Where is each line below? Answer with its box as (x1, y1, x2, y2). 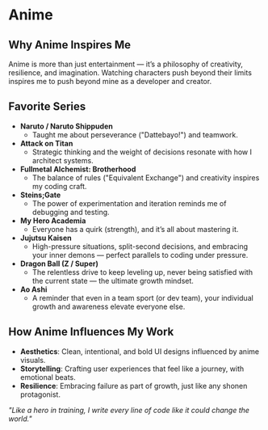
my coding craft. (31, 181, 87, 191)
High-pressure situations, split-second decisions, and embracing (31, 241, 249, 251)
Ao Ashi (19, 285, 48, 294)
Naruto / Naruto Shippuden (19, 121, 113, 131)
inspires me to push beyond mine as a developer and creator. (8, 77, 212, 86)
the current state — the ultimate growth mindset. (31, 276, 194, 285)
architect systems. (31, 155, 94, 165)
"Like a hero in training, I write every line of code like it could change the (8, 405, 250, 415)
